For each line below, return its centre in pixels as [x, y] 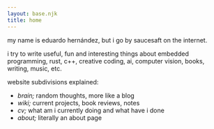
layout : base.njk [32, 14]
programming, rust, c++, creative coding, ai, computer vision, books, [106, 61]
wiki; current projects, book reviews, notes [78, 103]
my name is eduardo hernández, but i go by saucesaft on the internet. [107, 40]
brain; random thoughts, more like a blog [76, 96]
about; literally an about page [60, 117]
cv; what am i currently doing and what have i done [91, 110]
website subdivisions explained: [53, 82]
